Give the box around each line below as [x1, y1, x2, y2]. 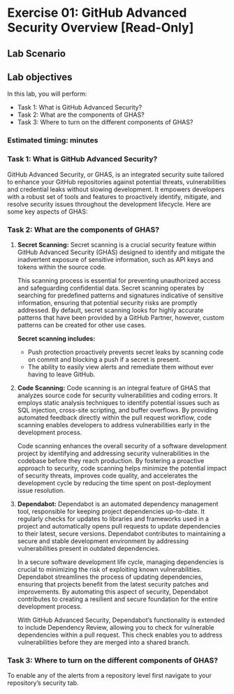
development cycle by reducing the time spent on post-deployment [17, 478, 212, 487]
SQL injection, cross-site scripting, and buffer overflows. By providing [17, 406, 219, 414]
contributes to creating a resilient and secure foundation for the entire [17, 595, 219, 603]
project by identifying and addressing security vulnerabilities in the [17, 449, 210, 457]
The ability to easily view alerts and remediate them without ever [27, 362, 214, 371]
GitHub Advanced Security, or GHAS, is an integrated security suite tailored [7, 170, 225, 179]
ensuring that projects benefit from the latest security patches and [17, 579, 209, 588]
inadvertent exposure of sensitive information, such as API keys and [17, 255, 214, 263]
